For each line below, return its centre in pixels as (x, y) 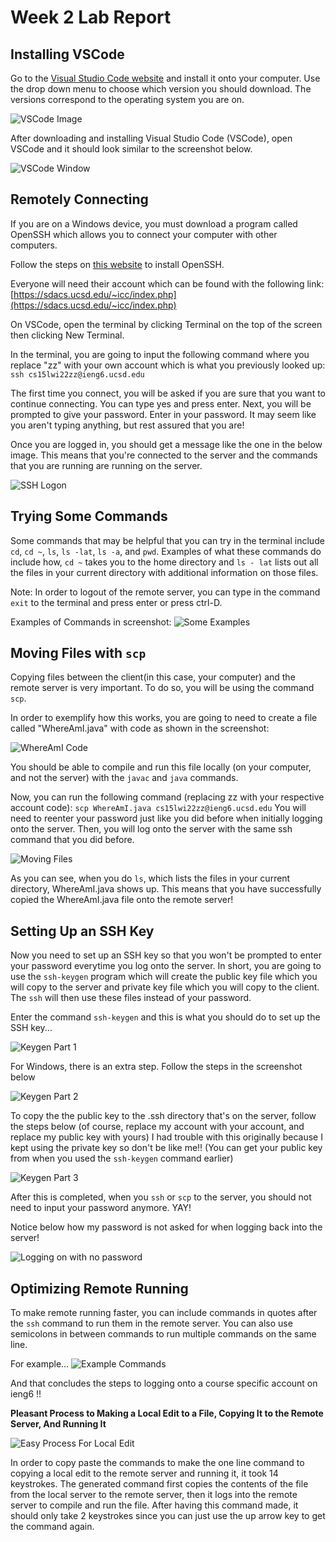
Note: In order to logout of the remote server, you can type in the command (165, 592)
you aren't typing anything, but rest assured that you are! (127, 425)
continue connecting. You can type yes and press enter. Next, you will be (161, 403)
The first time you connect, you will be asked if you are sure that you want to (168, 393)
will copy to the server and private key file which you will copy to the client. (165, 987)
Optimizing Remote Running (99, 1288)
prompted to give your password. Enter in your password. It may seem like (163, 414)
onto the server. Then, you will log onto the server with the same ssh (151, 829)
